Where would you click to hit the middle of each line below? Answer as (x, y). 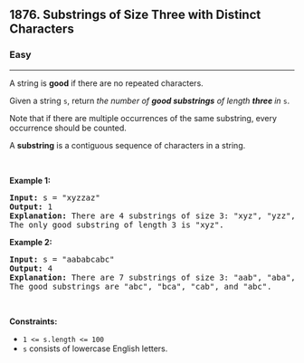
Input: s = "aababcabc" (62, 259)
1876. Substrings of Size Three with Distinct (135, 15)
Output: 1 (31, 206)
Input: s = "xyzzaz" (55, 197)
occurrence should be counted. (68, 128)
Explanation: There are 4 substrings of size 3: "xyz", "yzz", (152, 215)
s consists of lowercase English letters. (95, 349)
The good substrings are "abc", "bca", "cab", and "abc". (141, 286)
